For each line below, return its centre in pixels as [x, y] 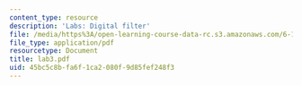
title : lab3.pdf [40, 59]
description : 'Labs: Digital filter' [80, 26]
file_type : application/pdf [62, 43]
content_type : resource [54, 17]
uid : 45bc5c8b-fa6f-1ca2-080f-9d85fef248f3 [92, 68]
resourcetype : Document [54, 51]
